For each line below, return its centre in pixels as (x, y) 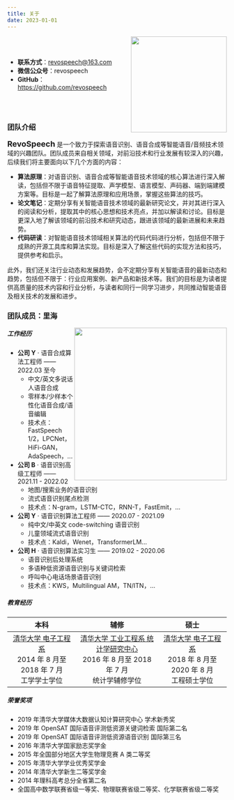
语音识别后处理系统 (55, 559)
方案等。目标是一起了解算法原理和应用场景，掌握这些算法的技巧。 (112, 194)
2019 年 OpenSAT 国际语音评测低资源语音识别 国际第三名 (99, 737)
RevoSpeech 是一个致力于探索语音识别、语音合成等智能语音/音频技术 (112, 144)
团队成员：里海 (32, 316)
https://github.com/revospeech (62, 87)
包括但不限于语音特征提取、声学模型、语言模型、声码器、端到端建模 (127, 185)
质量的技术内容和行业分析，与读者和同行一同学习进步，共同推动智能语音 (123, 287)
